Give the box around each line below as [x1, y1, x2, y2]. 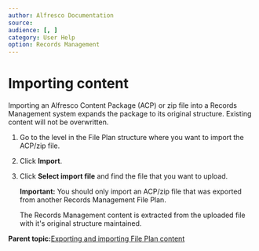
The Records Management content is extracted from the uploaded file [19, 210, 246, 220]
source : [8, 19, 34, 27]
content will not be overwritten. [8, 117, 109, 127]
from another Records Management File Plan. [19, 195, 166, 205]
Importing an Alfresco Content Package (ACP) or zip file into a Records [8, 101, 238, 110]
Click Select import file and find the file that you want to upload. [19, 172, 228, 181]
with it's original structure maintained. [19, 219, 142, 228]
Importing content [8, 75, 129, 93]
